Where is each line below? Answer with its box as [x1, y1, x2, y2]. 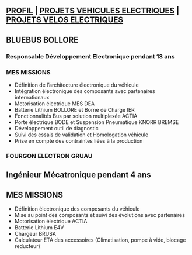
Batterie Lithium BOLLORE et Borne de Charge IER [14, 106, 135, 113]
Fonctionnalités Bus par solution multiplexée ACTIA [14, 112, 138, 119]
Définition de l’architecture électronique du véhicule [14, 81, 139, 88]
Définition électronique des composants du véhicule [14, 205, 140, 212]
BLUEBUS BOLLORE [6, 35, 79, 44]
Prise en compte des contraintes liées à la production [14, 137, 143, 144]
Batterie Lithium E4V [14, 224, 64, 231]
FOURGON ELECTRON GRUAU [6, 151, 93, 160]
